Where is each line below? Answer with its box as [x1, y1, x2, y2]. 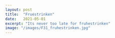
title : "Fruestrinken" [5, 12, 55, 17]
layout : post [5, 7, 32, 12]
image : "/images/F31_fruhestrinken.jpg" [5, 26, 91, 31]
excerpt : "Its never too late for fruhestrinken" [5, 21, 111, 26]
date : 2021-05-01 [5, 16, 46, 21]
